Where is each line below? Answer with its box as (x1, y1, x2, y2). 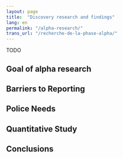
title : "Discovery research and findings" (6, 14, 115, 20)
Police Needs (6, 104, 56, 114)
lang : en (6, 19, 28, 25)
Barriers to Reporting (6, 84, 86, 94)
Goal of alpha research (6, 64, 92, 74)
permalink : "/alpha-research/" (6, 25, 83, 31)
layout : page (6, 8, 38, 15)
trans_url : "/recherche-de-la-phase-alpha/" (6, 31, 118, 37)
